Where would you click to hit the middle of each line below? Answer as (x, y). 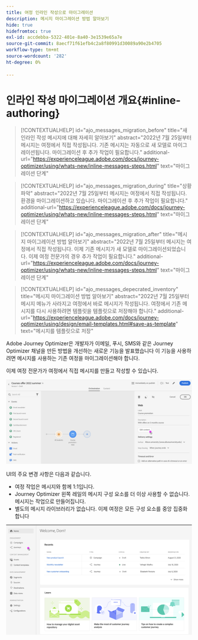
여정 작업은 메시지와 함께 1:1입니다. (55, 486)
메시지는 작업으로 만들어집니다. (50, 501)
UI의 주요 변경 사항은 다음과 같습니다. (49, 474)
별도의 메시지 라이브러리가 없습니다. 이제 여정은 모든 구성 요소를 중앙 (93, 508)
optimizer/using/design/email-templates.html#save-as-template (98, 324)
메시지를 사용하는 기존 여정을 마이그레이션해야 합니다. (78, 358)
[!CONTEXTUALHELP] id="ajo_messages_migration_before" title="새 (104, 130)
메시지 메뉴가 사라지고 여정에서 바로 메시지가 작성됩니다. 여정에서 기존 (101, 303)
